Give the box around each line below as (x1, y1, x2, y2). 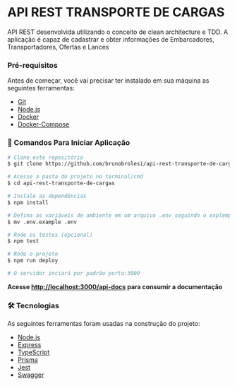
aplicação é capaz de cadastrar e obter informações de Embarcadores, (7, 35, 215, 43)
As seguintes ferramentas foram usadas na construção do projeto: (7, 320, 200, 328)
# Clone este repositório (7, 153, 83, 161)
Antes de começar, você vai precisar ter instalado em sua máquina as (7, 76, 209, 85)
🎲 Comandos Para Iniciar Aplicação (7, 138, 130, 148)
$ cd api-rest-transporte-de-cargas (7, 180, 115, 187)
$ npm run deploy (7, 257, 59, 264)
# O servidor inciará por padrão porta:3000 (7, 270, 140, 277)
